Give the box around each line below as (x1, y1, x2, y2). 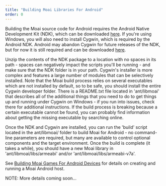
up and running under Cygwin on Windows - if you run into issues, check (5, 98, 155, 104)
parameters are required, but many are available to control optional (13, 135, 151, 141)
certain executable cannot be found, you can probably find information (5, 109, 150, 115)
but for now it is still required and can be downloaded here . (5, 47, 126, 53)
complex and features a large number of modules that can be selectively (5, 72, 154, 78)
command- (134, 129, 158, 135)
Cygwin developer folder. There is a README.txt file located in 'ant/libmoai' (5, 88, 160, 94)
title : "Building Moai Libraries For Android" (5, 7, 103, 12)
